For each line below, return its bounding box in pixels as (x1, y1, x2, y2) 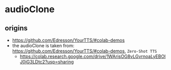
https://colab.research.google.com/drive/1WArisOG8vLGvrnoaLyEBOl (19, 53, 166, 59)
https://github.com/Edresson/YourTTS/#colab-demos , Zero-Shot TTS (12, 48, 157, 54)
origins (5, 24, 28, 32)
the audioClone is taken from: (12, 43, 75, 49)
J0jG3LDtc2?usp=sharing (19, 59, 74, 64)
